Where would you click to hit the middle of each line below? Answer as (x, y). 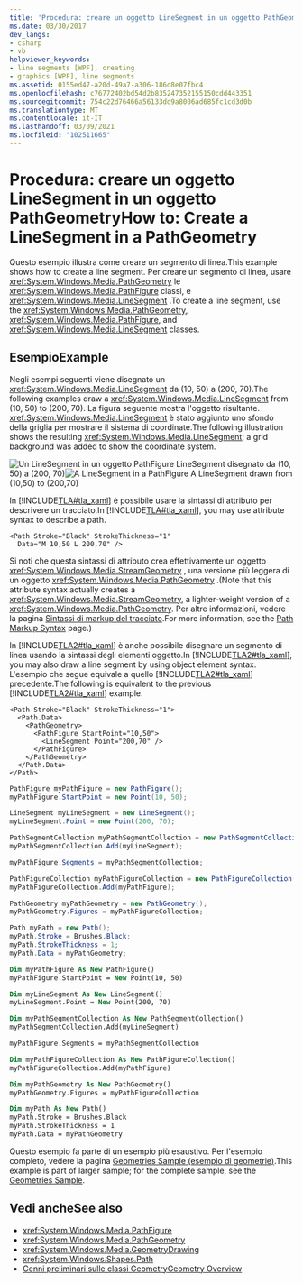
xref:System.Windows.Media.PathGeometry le (95, 281)
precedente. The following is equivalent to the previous (110, 683)
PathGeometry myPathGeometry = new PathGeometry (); (108, 903)
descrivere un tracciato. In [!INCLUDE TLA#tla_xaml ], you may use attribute (147, 509)
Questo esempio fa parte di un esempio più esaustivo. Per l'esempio (136, 1151)
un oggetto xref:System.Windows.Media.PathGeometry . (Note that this (141, 580)
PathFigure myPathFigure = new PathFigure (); (96, 788)
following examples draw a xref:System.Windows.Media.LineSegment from (149, 399)
